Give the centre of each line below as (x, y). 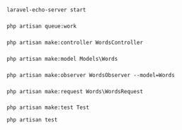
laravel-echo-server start (46, 10)
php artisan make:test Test (48, 108)
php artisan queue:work (42, 26)
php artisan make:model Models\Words (62, 59)
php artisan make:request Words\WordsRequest (75, 91)
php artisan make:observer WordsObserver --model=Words (91, 75)
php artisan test (32, 120)
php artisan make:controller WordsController (75, 42)
